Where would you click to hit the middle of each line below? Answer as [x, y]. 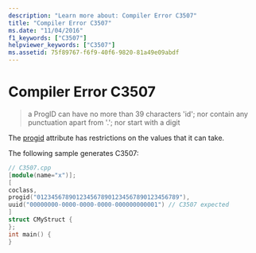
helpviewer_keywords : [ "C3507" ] [62, 45]
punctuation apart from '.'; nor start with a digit [104, 122]
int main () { [30, 234]
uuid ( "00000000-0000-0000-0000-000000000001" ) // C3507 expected [118, 205]
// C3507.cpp [30, 168]
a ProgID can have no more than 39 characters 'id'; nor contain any [138, 114]
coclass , [23, 190]
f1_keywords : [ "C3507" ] [48, 38]
